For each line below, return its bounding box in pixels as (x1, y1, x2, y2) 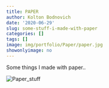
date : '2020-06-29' (6, 20, 55, 26)
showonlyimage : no (6, 48, 52, 54)
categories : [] (6, 31, 44, 37)
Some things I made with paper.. (6, 64, 86, 71)
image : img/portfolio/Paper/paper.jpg (6, 42, 103, 48)
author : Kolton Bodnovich (6, 14, 71, 20)
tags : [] (6, 36, 28, 42)
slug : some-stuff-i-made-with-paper (6, 25, 98, 32)
